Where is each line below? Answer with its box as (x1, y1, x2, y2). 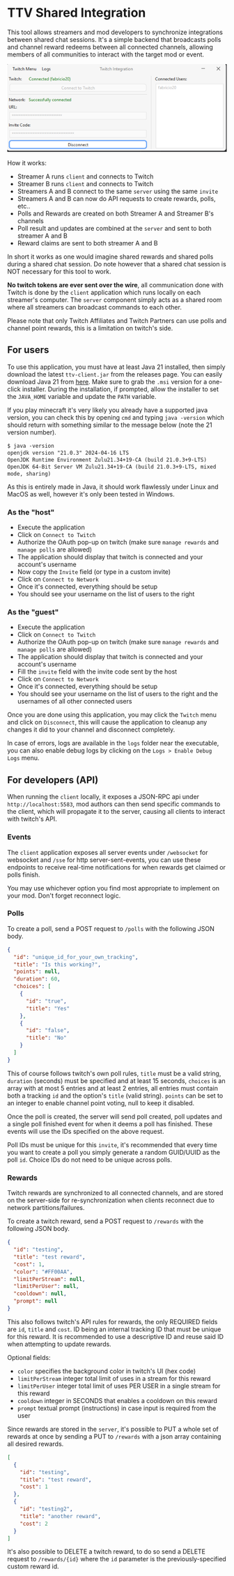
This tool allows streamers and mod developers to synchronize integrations (7, 28, 223, 36)
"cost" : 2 (19, 1520, 49, 1527)
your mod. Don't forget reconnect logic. (7, 891, 121, 900)
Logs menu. (7, 754, 40, 762)
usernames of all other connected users (17, 697, 132, 706)
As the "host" (7, 507, 55, 517)
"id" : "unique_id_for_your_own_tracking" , (13, 953, 139, 960)
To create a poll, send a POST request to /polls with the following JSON (7, 924, 214, 932)
